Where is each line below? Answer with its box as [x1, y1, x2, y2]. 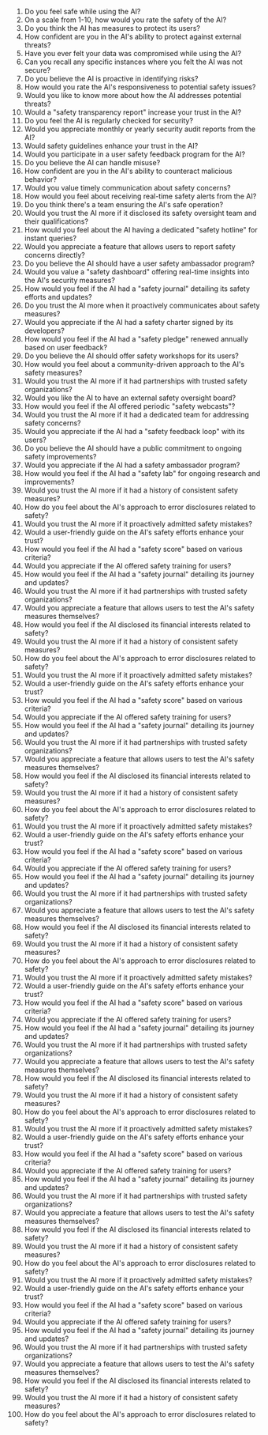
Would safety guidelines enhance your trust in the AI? [24, 142, 199, 150]
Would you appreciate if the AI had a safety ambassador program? [24, 460, 240, 470]
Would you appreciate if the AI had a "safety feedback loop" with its [24, 427, 245, 436]
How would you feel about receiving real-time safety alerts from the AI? [24, 191, 257, 201]
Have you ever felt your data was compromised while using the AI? [24, 49, 242, 58]
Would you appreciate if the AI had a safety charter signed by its [24, 318, 233, 327]
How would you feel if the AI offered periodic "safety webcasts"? [24, 402, 236, 410]
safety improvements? [24, 452, 97, 461]
